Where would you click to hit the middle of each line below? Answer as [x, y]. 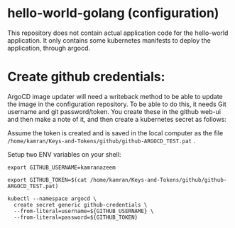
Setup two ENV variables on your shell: [64, 154]
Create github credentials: [86, 77]
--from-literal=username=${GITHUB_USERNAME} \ [84, 211]
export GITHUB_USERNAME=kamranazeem [61, 167]
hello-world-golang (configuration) [113, 13]
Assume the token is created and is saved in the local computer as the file [115, 133]
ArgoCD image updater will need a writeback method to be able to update [115, 96]
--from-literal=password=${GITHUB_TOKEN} [76, 217]
